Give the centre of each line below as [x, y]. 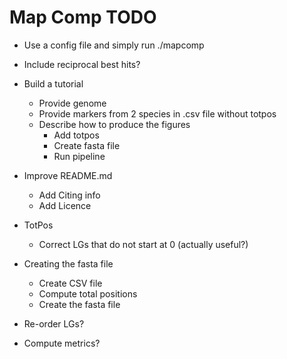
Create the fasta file [79, 304]
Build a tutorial [53, 83]
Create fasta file [87, 145]
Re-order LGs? [54, 323]
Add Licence [65, 205]
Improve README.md [68, 175]
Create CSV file [70, 283]
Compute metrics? [62, 343]
